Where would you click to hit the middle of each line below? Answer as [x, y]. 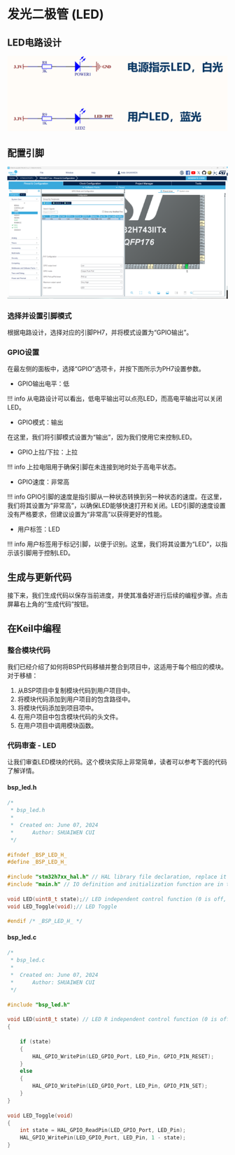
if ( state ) [36, 1041]
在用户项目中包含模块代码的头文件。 [70, 717]
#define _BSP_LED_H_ [37, 862]
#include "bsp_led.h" [39, 1005]
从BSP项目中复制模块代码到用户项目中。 [76, 690]
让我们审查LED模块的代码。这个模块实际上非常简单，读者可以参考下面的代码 [117, 762]
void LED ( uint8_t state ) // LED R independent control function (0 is [112, 1020]
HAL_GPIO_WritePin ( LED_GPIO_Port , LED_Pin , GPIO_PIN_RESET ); [123, 1056]
